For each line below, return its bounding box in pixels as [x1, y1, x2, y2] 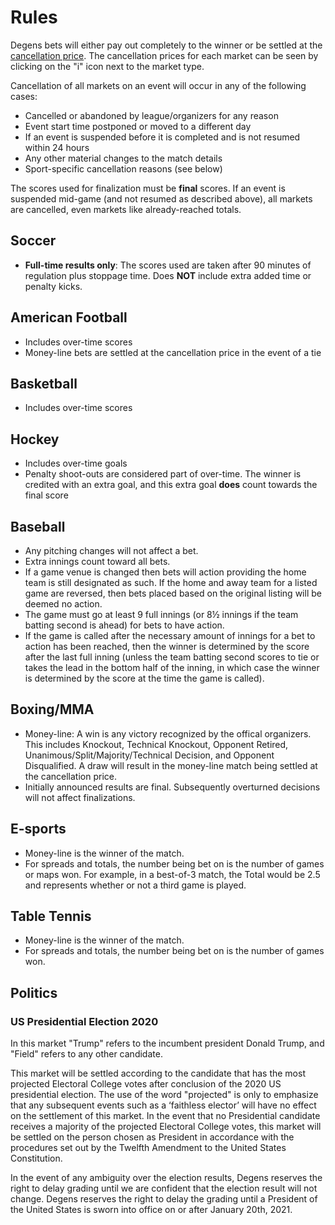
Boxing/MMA [10, 701, 95, 718]
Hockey [10, 431, 60, 448]
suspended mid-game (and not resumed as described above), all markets [10, 192, 313, 205]
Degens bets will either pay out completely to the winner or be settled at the [10, 39, 323, 51]
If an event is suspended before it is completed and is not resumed [24, 131, 301, 143]
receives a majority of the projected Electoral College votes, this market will [10, 1121, 322, 1133]
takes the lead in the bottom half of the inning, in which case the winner [24, 662, 320, 673]
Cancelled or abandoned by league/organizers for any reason [24, 109, 279, 121]
